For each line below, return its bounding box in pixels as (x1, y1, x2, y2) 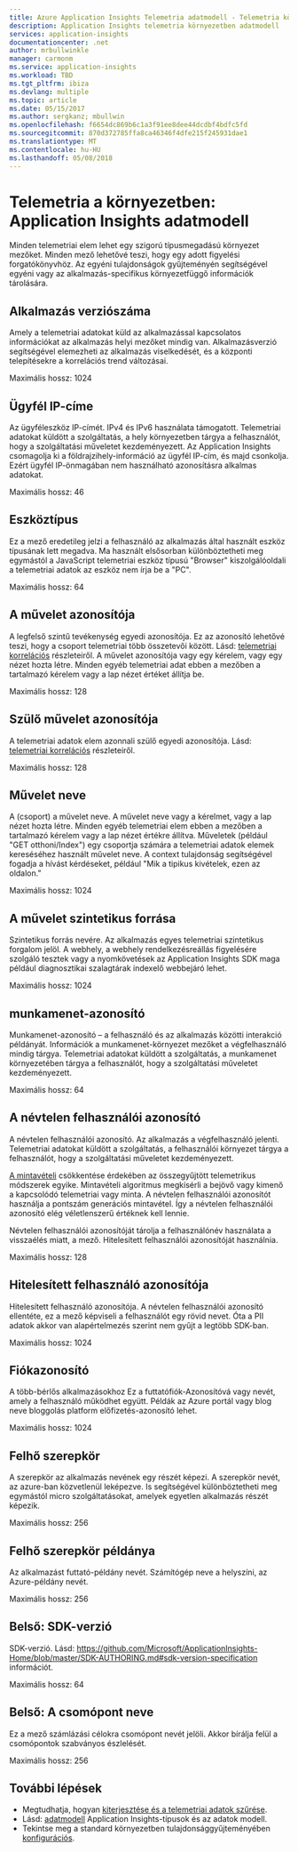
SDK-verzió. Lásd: (9, 1642, 75, 1654)
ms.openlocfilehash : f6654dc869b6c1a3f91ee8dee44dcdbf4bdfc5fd (9, 121, 248, 130)
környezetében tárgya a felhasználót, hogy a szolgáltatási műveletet (9, 1057, 259, 1068)
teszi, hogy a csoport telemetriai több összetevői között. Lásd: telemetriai (9, 640, 277, 651)
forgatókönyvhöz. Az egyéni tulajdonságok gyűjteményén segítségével (9, 259, 268, 269)
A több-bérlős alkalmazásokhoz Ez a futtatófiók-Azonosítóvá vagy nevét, (9, 1386, 276, 1397)
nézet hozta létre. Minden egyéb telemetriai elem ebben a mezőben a (9, 821, 263, 831)
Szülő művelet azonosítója (9, 712, 159, 727)
